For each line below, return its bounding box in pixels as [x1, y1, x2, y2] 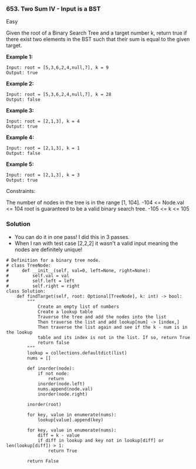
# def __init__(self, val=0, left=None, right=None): [6, 267, 151, 274]
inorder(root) [27, 401, 62, 407]
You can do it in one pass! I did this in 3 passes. [14, 233, 130, 240]
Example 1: [6, 54, 33, 61]
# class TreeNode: [6, 262, 51, 268]
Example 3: [6, 107, 34, 114]
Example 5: [6, 161, 34, 168]
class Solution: [6, 288, 46, 294]
